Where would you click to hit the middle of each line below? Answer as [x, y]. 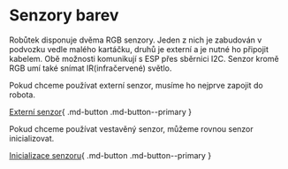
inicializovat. [32, 138]
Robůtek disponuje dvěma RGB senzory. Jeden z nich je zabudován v [136, 40]
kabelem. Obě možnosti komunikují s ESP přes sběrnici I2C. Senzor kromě [144, 58]
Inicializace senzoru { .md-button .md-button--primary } [110, 155]
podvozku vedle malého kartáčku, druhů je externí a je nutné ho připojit [139, 49]
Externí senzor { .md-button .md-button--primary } [101, 111]
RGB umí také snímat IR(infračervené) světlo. [91, 68]
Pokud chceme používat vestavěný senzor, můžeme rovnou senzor [131, 128]
